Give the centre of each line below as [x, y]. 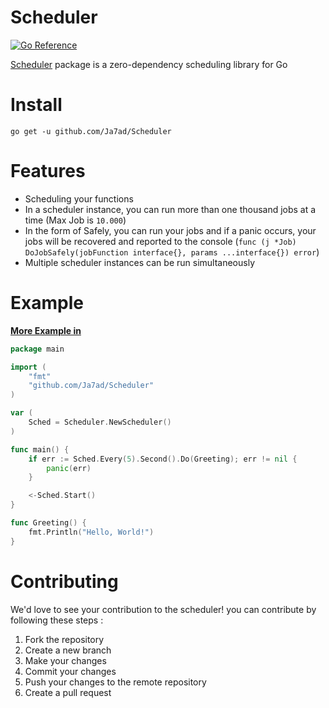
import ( [28, 367]
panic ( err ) [69, 468]
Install [36, 105]
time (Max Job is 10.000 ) [75, 220]
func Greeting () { [48, 523]
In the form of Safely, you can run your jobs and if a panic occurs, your [170, 230]
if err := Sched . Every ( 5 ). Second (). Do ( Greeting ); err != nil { [163, 459]
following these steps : [57, 620]
